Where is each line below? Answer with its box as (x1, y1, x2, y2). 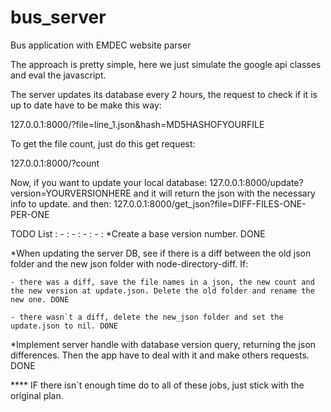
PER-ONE (10, 208, 50, 220)
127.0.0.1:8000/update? (209, 176, 304, 188)
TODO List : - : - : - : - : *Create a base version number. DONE (10, 227, 266, 240)
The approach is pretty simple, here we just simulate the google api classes (10, 58, 322, 70)
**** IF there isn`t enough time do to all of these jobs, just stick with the (10, 379, 305, 391)
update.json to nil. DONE (10, 321, 118, 331)
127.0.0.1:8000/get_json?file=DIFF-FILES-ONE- (113, 197, 307, 210)
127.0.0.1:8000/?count (10, 157, 100, 169)
